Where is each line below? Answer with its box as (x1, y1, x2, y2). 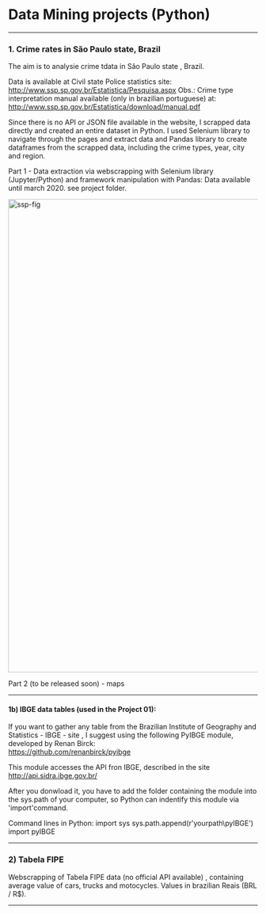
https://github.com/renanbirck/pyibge (8, 747, 131, 757)
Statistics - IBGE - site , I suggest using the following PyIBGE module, (8, 730, 234, 740)
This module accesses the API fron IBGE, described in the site (8, 763, 211, 772)
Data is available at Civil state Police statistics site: (8, 77, 173, 86)
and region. (8, 151, 46, 161)
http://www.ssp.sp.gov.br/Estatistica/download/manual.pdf (8, 102, 201, 112)
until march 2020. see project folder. (8, 184, 127, 193)
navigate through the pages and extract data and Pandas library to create (8, 135, 248, 144)
